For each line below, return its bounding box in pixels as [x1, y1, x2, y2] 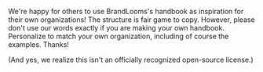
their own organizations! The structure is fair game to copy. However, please [8, 15, 255, 24]
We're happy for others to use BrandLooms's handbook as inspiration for [8, 7, 244, 16]
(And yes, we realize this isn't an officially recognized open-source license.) [8, 55, 254, 64]
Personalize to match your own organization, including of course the [8, 31, 229, 41]
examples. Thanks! [8, 40, 69, 49]
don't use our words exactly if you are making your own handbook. [8, 23, 225, 32]
